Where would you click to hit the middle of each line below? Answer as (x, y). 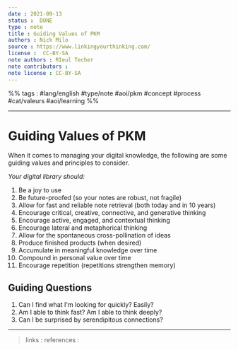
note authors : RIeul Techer (51, 60)
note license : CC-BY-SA (44, 73)
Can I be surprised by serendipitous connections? (90, 320)
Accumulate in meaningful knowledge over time (88, 250)
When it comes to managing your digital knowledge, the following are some (118, 156)
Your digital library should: (47, 177)
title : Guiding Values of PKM (54, 34)
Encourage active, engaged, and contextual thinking (94, 221)
